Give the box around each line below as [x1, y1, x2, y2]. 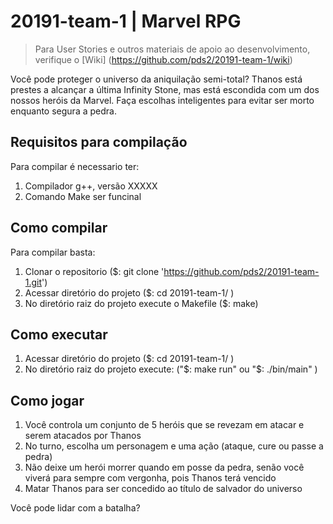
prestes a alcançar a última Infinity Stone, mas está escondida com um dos [10, 83, 320, 95]
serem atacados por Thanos [24, 430, 142, 442]
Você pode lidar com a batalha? [10, 502, 141, 514]
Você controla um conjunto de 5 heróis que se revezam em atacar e [24, 419, 305, 431]
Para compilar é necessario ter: [10, 160, 140, 172]
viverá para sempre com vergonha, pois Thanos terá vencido [24, 472, 277, 484]
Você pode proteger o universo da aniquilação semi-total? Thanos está [10, 73, 303, 85]
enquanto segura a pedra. [10, 105, 117, 117]
